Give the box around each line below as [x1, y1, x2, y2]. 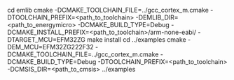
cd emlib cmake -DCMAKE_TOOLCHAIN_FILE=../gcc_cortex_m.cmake [7, 6, 209, 14]
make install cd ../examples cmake [86, 35, 187, 44]
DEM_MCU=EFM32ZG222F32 [7, 43, 94, 51]
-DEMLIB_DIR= [135, 13, 179, 22]
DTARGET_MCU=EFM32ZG [7, 35, 86, 44]
